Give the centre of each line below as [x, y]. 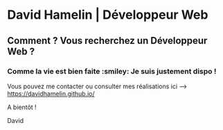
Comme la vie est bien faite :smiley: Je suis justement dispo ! [112, 71]
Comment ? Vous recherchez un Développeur [107, 41]
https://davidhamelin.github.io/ [51, 93]
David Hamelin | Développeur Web [108, 15]
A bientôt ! [22, 107]
